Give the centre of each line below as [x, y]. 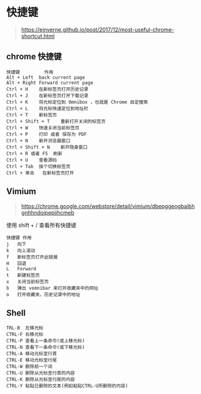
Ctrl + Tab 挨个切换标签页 [38, 166]
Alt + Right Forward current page [50, 82]
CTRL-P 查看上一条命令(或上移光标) [46, 341]
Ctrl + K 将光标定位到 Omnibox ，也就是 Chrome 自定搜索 [77, 102]
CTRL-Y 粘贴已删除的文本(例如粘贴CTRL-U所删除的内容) [67, 386]
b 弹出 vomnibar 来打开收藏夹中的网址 [52, 288]
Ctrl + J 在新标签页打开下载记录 [48, 95]
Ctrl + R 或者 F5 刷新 [34, 153]
